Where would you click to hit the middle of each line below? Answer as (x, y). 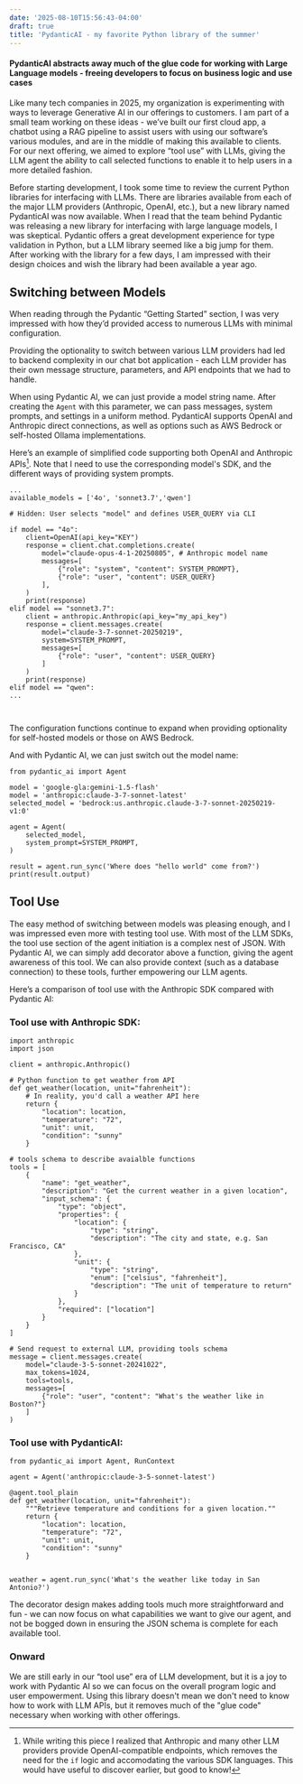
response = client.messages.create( (95, 625)
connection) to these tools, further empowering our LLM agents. (129, 971)
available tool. (35, 1633)
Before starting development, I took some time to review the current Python (150, 187)
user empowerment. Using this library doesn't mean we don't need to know (150, 1696)
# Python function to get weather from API (92, 1081)
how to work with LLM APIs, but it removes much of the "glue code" (135, 1705)
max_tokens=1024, (58, 1373)
